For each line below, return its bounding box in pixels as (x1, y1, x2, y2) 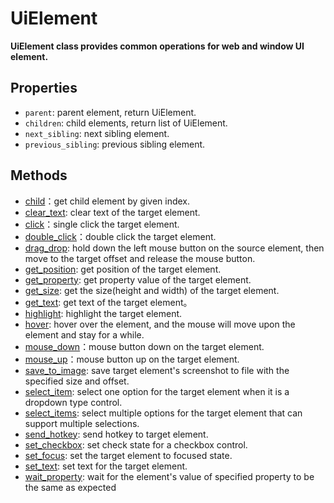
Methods (10, 167, 68, 184)
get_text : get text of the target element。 (24, 296, 193, 308)
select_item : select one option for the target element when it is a (24, 385, 290, 397)
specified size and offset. (24, 375, 130, 387)
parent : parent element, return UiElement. (24, 106, 197, 118)
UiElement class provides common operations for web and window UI (10, 40, 305, 52)
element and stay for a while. (24, 328, 145, 341)
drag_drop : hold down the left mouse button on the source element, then (24, 242, 325, 254)
